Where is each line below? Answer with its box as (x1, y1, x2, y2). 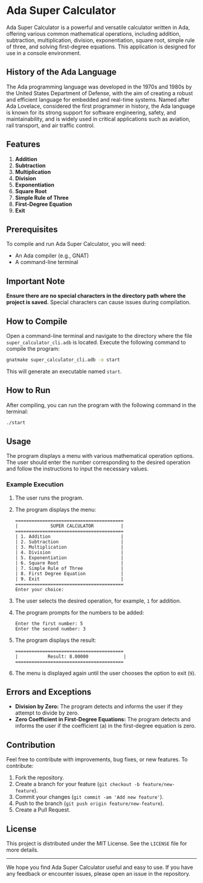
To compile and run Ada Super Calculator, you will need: (6, 240, 146, 248)
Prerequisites (6, 224, 58, 234)
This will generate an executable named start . (6, 368, 122, 375)
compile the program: (6, 345, 60, 352)
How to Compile (6, 316, 68, 326)
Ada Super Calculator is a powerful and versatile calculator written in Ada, (6, 24, 190, 31)
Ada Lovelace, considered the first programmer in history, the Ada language (6, 102, 195, 110)
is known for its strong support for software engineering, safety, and (6, 108, 176, 116)
